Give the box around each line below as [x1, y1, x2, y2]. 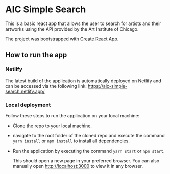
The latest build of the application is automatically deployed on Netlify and [5, 78, 162, 84]
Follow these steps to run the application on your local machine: [5, 112, 140, 118]
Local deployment [5, 101, 51, 108]
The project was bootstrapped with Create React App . [5, 36, 119, 42]
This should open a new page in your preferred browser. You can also [12, 157, 160, 164]
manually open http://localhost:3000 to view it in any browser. [12, 163, 143, 169]
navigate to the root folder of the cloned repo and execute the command [12, 132, 165, 138]
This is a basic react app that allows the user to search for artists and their [5, 20, 162, 27]
